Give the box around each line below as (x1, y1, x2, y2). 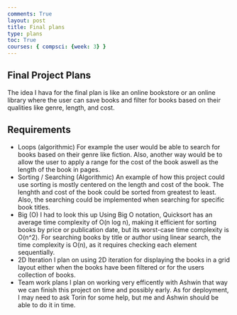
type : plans (7, 30, 43, 38)
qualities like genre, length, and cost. (7, 103, 115, 112)
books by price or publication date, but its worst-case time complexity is (17, 225, 229, 234)
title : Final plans (7, 23, 65, 30)
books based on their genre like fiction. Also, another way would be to (17, 150, 223, 159)
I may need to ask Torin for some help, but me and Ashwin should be (17, 293, 219, 302)
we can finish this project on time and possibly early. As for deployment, (17, 285, 229, 294)
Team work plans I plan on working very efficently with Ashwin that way (17, 277, 228, 287)
